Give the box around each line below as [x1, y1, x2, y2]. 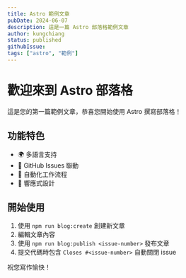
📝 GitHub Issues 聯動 [17, 161, 79, 170]
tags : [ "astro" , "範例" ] [7, 50, 79, 57]
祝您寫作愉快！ [7, 263, 51, 272]
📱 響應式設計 [17, 178, 55, 187]
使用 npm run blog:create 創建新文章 [17, 221, 125, 230]
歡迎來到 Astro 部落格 [7, 83, 133, 99]
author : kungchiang [7, 30, 65, 37]
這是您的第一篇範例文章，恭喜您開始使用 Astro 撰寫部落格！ [7, 107, 182, 115]
